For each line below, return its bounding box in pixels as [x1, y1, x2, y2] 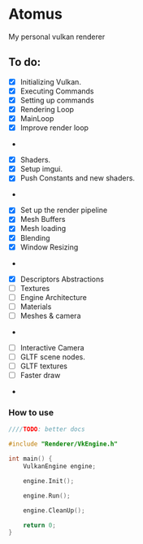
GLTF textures [19, 361, 67, 371]
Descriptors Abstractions [19, 274, 104, 284]
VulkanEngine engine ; [23, 463, 96, 471]
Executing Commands [19, 86, 94, 96]
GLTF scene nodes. [19, 352, 85, 362]
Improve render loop [19, 123, 89, 133]
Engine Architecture [19, 292, 87, 302]
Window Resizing [19, 242, 79, 252]
